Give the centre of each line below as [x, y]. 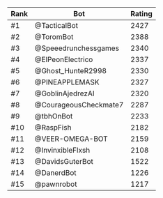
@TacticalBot [56, 25]
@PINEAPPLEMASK [67, 82]
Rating [141, 14]
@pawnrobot [56, 184]
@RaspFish [53, 127]
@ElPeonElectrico [64, 60]
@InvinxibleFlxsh [62, 150]
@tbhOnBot [54, 116]
